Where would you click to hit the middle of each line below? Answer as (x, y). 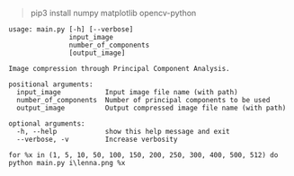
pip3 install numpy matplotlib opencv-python (113, 13)
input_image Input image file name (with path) (128, 92)
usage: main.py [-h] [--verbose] (71, 30)
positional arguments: (51, 84)
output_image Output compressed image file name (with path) (151, 108)
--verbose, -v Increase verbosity (97, 139)
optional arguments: (47, 124)
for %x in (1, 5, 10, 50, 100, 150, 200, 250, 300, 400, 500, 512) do (143, 155)
